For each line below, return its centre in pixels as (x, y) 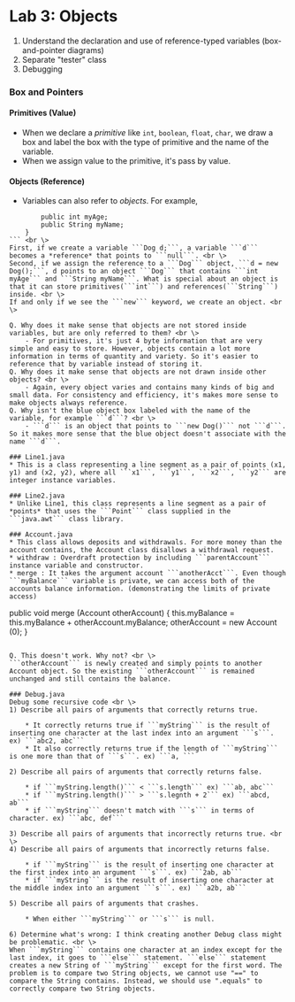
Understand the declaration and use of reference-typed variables (141, 41)
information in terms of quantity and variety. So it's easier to (134, 357)
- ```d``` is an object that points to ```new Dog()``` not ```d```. (156, 427)
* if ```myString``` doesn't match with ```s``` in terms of (140, 811)
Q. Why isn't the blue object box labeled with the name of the (130, 411)
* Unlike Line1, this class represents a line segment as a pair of (138, 504)
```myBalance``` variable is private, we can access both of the (132, 582)
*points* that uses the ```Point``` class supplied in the (120, 512)
